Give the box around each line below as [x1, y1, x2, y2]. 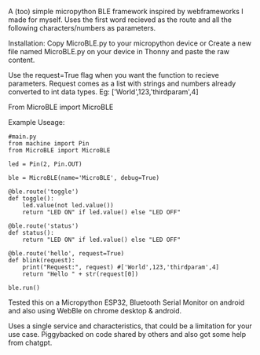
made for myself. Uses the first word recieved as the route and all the [8, 15, 232, 24]
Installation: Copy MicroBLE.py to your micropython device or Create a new [8, 38, 251, 48]
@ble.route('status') [8, 222, 79, 230]
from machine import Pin [8, 140, 90, 148]
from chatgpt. [8, 338, 53, 347]
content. [8, 55, 35, 64]
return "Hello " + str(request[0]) [22, 270, 139, 278]
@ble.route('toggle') [8, 188, 79, 196]
